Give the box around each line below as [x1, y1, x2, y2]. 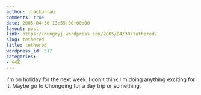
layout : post [6, 25, 39, 32]
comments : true [6, 14, 45, 20]
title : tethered [6, 43, 47, 49]
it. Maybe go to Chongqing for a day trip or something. [6, 82, 141, 89]
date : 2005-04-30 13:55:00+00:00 [6, 20, 90, 26]
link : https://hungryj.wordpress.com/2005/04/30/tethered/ [6, 31, 158, 37]
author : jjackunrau [6, 8, 55, 15]
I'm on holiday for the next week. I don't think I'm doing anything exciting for [6, 76, 196, 83]
